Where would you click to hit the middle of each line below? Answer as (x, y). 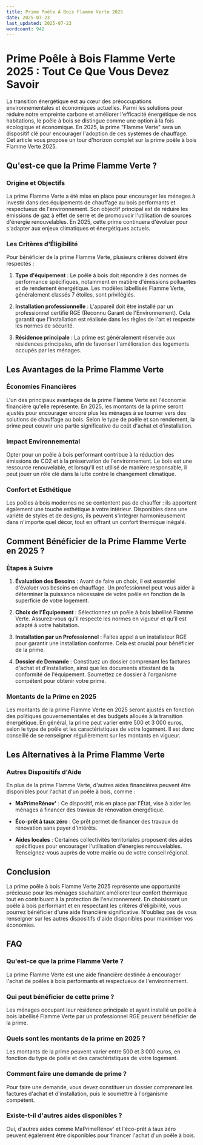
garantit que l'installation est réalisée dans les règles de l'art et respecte (105, 320)
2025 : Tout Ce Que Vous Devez (88, 72)
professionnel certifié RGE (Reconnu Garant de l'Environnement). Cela (103, 313)
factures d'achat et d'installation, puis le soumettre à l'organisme (87, 1093)
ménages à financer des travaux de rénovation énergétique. (90, 810)
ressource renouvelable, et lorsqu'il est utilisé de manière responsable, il (97, 468)
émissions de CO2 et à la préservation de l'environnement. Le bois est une (99, 461)
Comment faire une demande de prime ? (67, 1074)
